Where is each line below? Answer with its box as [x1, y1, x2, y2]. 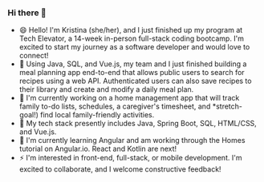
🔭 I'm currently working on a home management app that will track [18, 93, 240, 103]
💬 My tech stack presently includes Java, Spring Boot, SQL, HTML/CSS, [18, 119, 258, 129]
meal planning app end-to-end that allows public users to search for [18, 68, 246, 77]
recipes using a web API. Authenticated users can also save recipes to [18, 76, 252, 86]
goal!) [18, 110, 39, 120]
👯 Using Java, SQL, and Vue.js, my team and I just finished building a [18, 59, 247, 69]
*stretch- [212, 101, 242, 111]
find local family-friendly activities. [40, 110, 155, 120]
